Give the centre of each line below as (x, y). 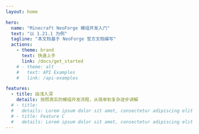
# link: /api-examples (47, 78)
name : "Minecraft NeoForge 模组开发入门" (60, 28)
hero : (12, 22)
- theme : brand (35, 50)
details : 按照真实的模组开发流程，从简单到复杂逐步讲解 (77, 100)
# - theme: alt (35, 67)
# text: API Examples (46, 72)
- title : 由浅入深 (32, 94)
